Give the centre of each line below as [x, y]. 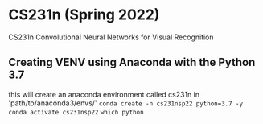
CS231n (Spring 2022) [84, 15]
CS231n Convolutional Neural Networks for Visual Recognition [111, 37]
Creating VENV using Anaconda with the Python [132, 62]
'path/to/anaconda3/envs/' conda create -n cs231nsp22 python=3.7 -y [126, 103]
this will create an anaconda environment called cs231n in [104, 94]
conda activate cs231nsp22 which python [76, 112]
